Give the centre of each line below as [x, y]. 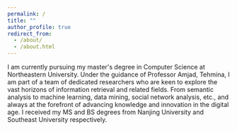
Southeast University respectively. [57, 120]
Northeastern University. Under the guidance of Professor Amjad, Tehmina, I [118, 74]
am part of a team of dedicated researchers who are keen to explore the [112, 82]
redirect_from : [30, 34]
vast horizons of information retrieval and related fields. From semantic [111, 90]
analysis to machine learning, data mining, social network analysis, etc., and [118, 97]
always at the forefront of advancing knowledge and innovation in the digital [118, 104]
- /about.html [34, 47]
